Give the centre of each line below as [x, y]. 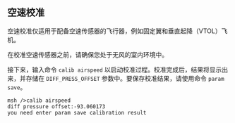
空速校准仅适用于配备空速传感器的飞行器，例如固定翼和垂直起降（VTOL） [114, 31]
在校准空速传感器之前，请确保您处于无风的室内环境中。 [88, 54]
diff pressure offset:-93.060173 [56, 106]
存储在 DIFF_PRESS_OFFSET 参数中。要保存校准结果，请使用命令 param [125, 78]
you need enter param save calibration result [77, 112]
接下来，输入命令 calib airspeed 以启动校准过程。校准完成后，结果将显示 [115, 70]
